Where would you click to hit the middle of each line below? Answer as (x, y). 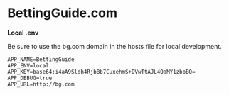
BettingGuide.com (63, 13)
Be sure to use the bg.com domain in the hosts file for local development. (114, 46)
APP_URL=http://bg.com (41, 84)
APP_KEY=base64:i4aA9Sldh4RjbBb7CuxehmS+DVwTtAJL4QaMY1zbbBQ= (101, 72)
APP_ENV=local (28, 65)
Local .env (23, 33)
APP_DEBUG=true (30, 78)
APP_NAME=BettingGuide (41, 59)
